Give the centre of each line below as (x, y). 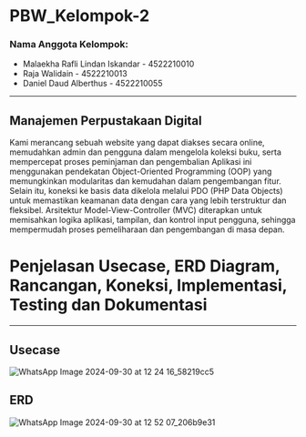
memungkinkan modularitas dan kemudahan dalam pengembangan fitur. (146, 181)
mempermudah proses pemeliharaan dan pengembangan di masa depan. (147, 229)
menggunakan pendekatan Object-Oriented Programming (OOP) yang (141, 172)
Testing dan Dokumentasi (108, 305)
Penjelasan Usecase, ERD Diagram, (145, 266)
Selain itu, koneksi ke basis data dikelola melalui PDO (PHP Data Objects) (147, 191)
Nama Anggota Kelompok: (69, 45)
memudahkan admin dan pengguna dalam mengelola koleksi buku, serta (146, 152)
